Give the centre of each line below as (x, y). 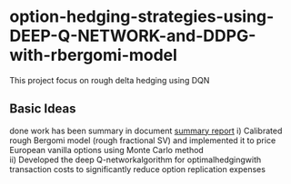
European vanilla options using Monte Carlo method (107, 150)
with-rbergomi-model (93, 55)
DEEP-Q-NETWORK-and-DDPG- (133, 36)
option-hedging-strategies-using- (142, 17)
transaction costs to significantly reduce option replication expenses (138, 169)
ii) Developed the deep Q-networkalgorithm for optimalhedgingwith (135, 160)
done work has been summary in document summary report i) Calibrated (146, 131)
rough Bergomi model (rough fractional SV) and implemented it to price (143, 140)
